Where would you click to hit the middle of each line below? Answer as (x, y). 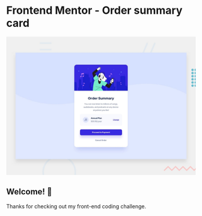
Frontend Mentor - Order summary (94, 10)
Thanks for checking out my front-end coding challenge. (76, 206)
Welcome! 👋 (29, 192)
